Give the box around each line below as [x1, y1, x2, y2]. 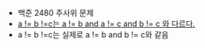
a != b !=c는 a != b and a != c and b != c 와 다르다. [17, 18, 196, 29]
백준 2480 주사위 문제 [17, 8, 95, 17]
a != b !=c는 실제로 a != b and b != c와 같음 [17, 30, 170, 39]
